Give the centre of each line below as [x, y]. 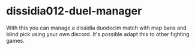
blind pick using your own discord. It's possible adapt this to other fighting [98, 34]
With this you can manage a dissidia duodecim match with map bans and [97, 28]
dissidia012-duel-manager [74, 11]
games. [16, 40]
